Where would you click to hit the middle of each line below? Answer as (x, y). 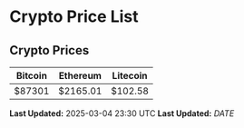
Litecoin (130, 76)
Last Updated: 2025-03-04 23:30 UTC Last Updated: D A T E (122, 113)
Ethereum (80, 76)
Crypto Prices (49, 50)
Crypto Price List (74, 17)
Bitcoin (32, 76)
